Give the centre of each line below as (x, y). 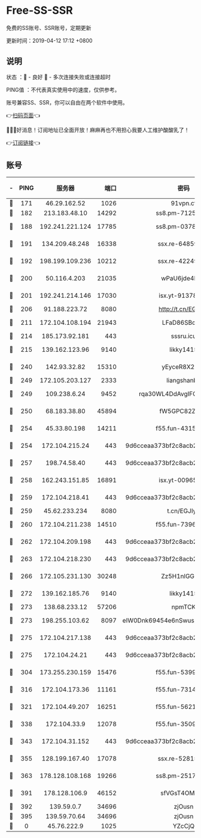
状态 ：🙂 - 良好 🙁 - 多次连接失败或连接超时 (58, 77)
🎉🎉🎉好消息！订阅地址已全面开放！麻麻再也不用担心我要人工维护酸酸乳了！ (98, 130)
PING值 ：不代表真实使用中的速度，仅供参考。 (63, 89)
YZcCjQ (184, 826)
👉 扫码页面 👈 (23, 115)
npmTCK (184, 607)
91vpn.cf (184, 203)
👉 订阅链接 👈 (23, 142)
